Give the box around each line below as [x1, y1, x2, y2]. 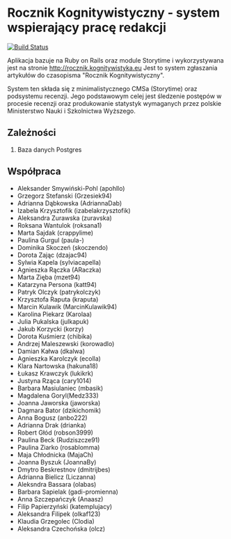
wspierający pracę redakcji [7, 19, 167, 36]
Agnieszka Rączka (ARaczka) [17, 265, 102, 274]
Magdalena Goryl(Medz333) [17, 391, 99, 400]
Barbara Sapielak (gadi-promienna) [17, 487, 118, 496]
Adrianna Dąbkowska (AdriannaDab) [17, 198, 122, 207]
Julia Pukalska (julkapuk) [17, 317, 89, 325]
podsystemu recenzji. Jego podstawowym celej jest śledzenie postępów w [7, 92, 222, 100]
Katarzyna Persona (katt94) [17, 280, 97, 288]
